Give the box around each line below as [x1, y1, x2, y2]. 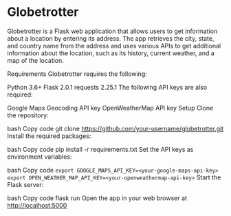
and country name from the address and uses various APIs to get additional [7, 41, 221, 50]
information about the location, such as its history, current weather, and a [7, 49, 214, 57]
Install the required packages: [7, 132, 91, 140]
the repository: [7, 111, 49, 119]
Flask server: [7, 180, 44, 188]
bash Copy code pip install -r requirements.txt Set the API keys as [7, 145, 194, 153]
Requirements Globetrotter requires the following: [7, 70, 148, 78]
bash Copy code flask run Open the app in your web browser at [7, 194, 188, 202]
